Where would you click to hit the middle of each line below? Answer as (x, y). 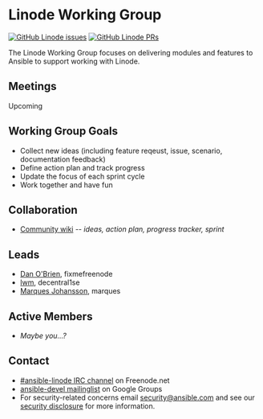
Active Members (51, 316)
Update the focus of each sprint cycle (82, 176)
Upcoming (25, 105)
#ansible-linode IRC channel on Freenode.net (95, 380)
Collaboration (43, 209)
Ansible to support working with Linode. (74, 61)
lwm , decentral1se (50, 282)
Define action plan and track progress (83, 167)
